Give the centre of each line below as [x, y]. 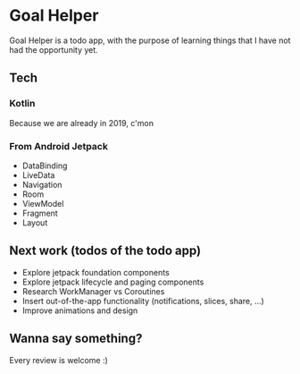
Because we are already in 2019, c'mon [82, 123]
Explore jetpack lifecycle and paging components [113, 282]
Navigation [42, 184]
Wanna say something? [76, 339]
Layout [35, 222]
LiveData [38, 174]
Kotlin [22, 104]
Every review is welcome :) [59, 360]
